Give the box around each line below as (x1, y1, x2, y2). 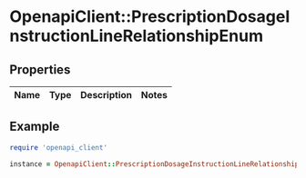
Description (80, 89, 132, 101)
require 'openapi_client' (9, 143, 107, 152)
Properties (9, 62, 71, 77)
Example (9, 119, 60, 134)
